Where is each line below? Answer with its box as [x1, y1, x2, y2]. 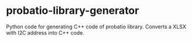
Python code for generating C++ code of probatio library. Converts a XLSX [6, 23, 186, 30]
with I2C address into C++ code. [6, 29, 85, 36]
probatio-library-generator [6, 4, 139, 17]
